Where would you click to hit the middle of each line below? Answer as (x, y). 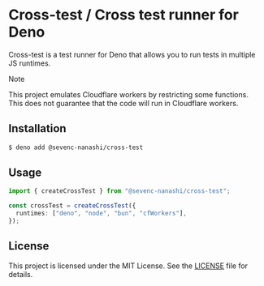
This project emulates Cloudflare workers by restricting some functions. (129, 94)
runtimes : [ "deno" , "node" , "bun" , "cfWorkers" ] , (101, 213)
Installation (37, 128)
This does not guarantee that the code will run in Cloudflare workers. (123, 103)
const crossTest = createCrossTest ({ (72, 206)
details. (21, 274)
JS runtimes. (30, 63)
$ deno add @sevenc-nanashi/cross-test (76, 147)
